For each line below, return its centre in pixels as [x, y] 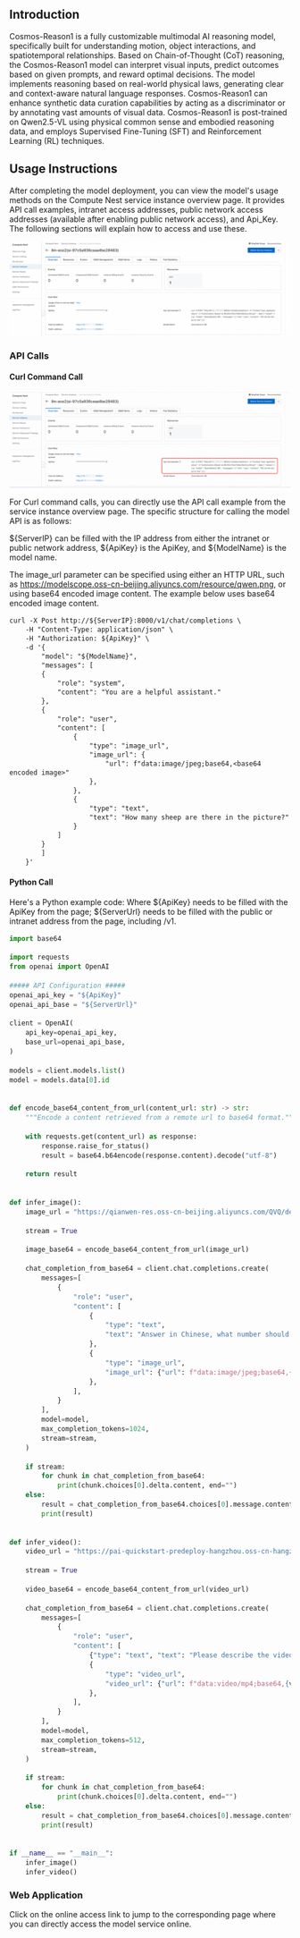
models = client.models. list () [67, 1071]
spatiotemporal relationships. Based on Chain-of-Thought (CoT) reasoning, [147, 55]
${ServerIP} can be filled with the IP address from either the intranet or [140, 538]
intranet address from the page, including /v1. [93, 921]
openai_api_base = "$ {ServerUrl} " [74, 1004]
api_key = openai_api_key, [71, 1033]
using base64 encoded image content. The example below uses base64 [142, 594]
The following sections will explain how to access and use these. [128, 228]
